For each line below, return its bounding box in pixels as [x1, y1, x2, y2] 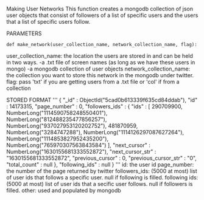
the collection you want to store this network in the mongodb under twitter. [6, 72, 194, 78]
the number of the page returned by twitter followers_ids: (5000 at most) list [6, 167, 198, 174]
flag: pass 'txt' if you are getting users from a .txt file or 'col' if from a [6, 78, 180, 85]
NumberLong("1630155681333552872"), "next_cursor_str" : [6, 148, 157, 155]
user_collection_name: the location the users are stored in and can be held [6, 52, 193, 60]
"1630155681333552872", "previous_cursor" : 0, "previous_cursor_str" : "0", [6, 154, 197, 162]
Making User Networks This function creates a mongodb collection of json [6, 5, 194, 12]
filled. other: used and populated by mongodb [6, 187, 122, 194]
